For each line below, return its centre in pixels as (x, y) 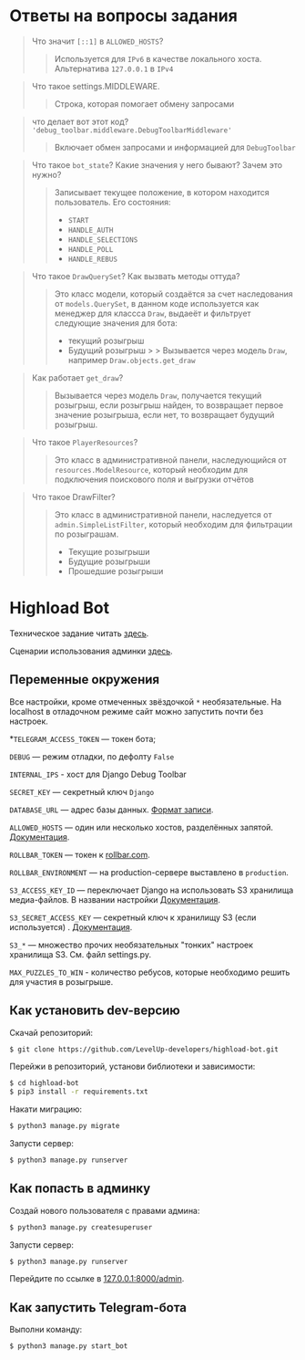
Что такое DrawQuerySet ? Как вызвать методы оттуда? (136, 276)
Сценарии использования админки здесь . (91, 651)
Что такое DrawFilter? (73, 497)
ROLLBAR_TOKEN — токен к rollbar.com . (80, 854)
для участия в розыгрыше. (61, 981)
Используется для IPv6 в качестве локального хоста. (158, 58)
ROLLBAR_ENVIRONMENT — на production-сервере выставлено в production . (149, 872)
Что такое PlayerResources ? (85, 442)
